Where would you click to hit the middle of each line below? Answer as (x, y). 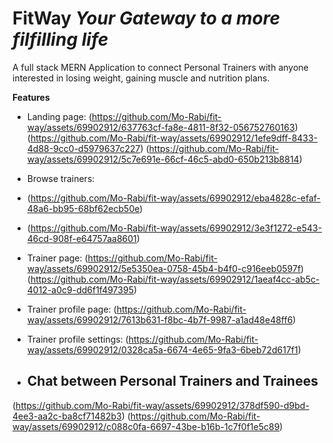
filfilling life (60, 39)
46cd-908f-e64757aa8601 (81, 238)
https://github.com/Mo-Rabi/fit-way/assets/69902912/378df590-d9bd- (162, 405)
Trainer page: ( (57, 258)
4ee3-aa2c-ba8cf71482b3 (67, 416)
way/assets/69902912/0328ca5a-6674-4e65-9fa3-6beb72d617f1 (162, 349)
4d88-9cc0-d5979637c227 (83, 148)
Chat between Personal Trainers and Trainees (172, 381)
